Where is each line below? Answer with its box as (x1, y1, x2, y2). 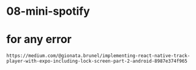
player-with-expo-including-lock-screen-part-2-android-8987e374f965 (6, 58, 188, 64)
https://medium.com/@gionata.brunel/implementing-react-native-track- (6, 53, 190, 59)
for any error (6, 33, 72, 47)
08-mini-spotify (6, 4, 90, 18)
